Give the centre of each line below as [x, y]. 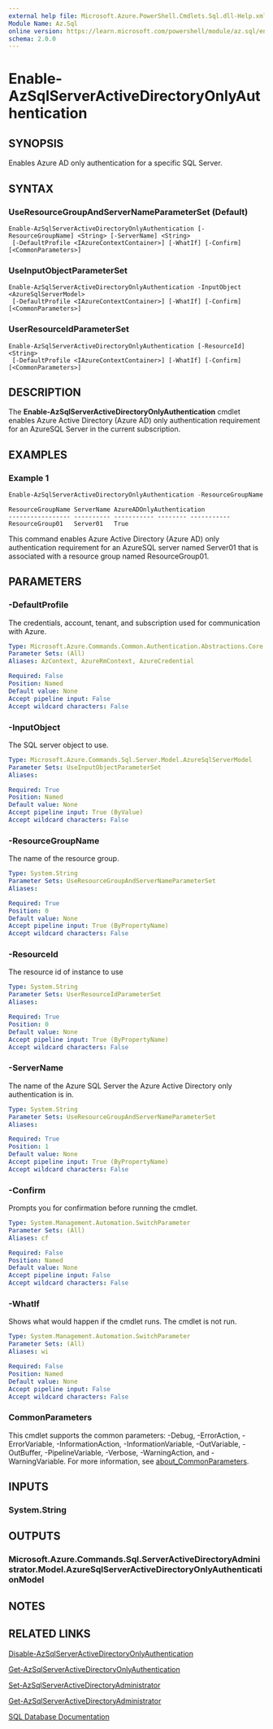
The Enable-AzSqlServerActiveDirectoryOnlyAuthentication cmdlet [125, 412]
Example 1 [29, 478]
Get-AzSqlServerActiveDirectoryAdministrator [85, 1701]
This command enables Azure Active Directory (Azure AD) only [114, 539]
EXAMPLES [38, 455]
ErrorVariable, [32, 1444]
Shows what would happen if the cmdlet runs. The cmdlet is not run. [123, 1322]
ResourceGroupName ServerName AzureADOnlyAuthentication [107, 510]
